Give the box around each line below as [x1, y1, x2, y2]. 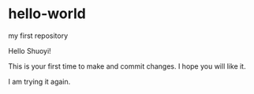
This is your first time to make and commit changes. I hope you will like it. [8, 61, 246, 71]
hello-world [8, 5, 87, 23]
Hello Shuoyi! [8, 46, 51, 55]
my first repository [8, 31, 69, 40]
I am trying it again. [8, 77, 71, 86]
